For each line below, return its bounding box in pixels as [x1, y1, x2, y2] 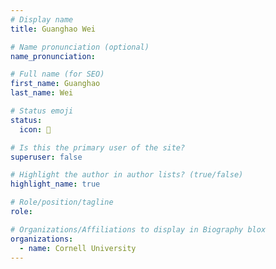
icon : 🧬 [19, 124, 52, 135]
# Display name [10, 14, 74, 25]
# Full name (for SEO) [10, 69, 105, 80]
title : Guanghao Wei [10, 24, 97, 34]
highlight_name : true [10, 179, 101, 190]
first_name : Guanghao [10, 79, 101, 89]
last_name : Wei [10, 88, 74, 98]
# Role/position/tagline [10, 197, 114, 208]
